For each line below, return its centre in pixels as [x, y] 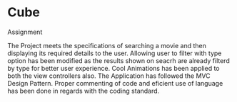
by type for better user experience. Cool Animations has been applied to [114, 68]
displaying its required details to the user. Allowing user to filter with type [115, 53]
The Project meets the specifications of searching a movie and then [107, 45]
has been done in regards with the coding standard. [84, 91]
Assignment [25, 32]
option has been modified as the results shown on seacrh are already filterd [118, 60]
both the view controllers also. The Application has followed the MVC [109, 76]
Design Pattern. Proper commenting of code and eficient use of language [115, 83]
